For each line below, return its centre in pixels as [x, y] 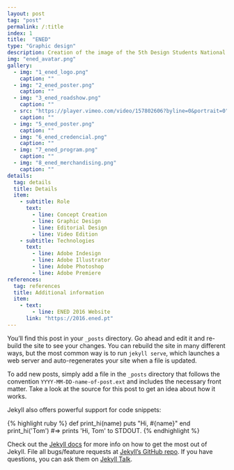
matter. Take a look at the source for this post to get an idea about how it [111, 388]
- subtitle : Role [45, 202]
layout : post [26, 14]
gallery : [20, 66]
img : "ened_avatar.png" [42, 59]
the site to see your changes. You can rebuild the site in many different [124, 345]
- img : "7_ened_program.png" [56, 150]
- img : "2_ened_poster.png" [54, 85]
